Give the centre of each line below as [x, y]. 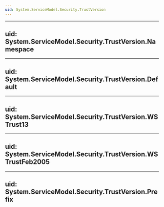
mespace [20, 49]
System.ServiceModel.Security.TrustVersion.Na [81, 42]
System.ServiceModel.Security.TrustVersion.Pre [81, 192]
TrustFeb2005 [28, 162]
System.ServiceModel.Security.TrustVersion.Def [82, 79]
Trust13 [17, 125]
